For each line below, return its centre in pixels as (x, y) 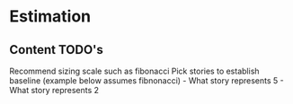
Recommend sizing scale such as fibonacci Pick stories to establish (134, 71)
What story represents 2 (54, 90)
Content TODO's (56, 50)
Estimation (50, 17)
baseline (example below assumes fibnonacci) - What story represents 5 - (147, 81)
